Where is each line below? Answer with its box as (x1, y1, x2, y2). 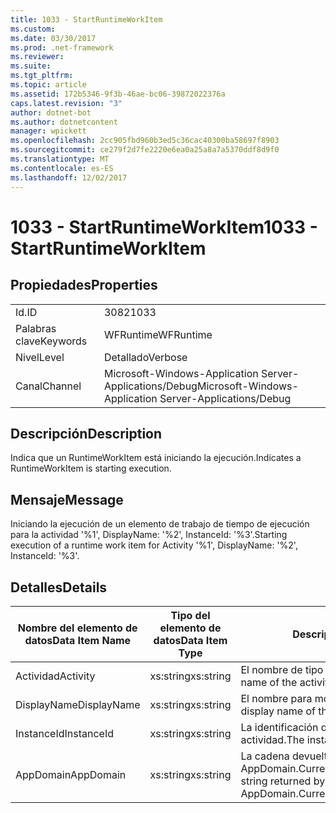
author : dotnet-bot (10, 107, 92, 118)
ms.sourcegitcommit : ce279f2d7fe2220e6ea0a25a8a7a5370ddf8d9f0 (10, 145, 280, 155)
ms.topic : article (10, 80, 87, 90)
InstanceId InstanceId (15, 726, 115, 740)
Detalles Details (10, 579, 108, 596)
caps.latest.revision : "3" (10, 98, 123, 108)
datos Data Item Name (24, 633, 132, 647)
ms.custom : (10, 24, 56, 34)
